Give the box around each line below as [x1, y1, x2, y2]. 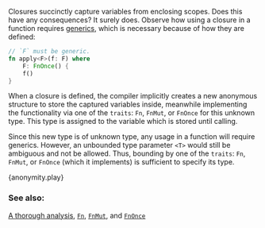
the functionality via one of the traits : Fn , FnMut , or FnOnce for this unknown [8, 108, 255, 118]
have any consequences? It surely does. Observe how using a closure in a [8, 15, 252, 25]
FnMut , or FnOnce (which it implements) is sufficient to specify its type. [8, 157, 235, 167]
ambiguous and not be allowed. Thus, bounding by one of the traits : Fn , [8, 149, 246, 158]
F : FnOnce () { [22, 62, 69, 70]
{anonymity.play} [8, 172, 64, 182]
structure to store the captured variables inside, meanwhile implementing [8, 99, 248, 110]
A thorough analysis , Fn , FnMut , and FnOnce [8, 211, 146, 220]
